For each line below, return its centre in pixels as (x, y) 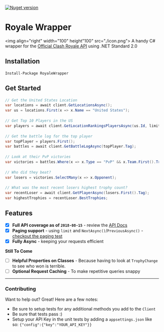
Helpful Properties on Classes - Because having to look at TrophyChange (85, 261)
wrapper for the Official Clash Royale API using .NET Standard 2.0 (71, 46)
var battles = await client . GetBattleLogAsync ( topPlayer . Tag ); (71, 147)
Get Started (23, 88)
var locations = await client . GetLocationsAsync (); (59, 105)
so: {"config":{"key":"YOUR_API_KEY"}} (52, 325)
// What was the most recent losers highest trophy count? (66, 188)
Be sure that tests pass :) (37, 314)
